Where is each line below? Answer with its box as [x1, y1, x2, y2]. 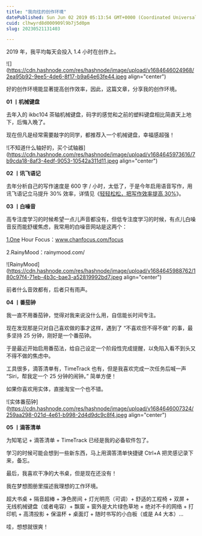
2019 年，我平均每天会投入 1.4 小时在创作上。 [6, 48, 120, 55]
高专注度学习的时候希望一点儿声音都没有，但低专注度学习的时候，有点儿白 [6, 216, 191, 223]
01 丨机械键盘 [6, 98, 40, 105]
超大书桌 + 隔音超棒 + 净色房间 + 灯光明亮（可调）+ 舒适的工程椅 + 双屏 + [6, 495, 189, 503]
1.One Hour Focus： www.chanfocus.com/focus [6, 236, 124, 243]
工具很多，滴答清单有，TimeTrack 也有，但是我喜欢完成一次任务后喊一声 [6, 365, 186, 372]
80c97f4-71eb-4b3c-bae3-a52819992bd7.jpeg [6, 273, 123, 281]
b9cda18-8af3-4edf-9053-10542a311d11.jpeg [6, 157, 118, 164]
